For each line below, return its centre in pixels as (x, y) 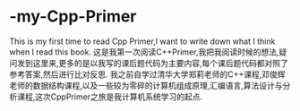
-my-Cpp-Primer (73, 17)
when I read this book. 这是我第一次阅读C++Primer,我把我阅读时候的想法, (144, 52)
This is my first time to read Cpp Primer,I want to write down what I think (142, 41)
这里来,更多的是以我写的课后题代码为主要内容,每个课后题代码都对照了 (161, 63)
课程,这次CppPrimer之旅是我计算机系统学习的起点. (110, 97)
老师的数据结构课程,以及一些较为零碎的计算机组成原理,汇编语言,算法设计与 (146, 85)
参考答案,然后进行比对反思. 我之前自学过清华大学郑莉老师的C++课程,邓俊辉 (147, 74)
